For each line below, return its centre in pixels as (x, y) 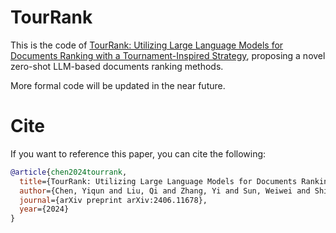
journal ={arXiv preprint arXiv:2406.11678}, (113, 200)
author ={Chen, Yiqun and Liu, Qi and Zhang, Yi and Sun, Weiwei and (165, 191)
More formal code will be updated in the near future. (118, 85)
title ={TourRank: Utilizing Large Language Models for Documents (158, 181)
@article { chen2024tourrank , (69, 172)
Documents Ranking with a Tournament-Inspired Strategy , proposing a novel (168, 55)
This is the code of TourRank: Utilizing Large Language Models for (147, 45)
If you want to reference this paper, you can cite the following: (138, 153)
